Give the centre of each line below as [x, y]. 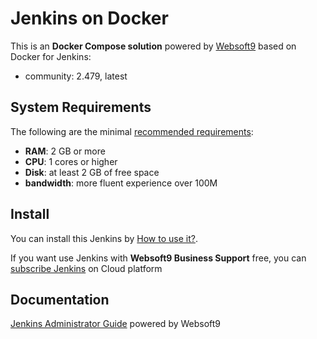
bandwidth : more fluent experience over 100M [121, 183]
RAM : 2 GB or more [65, 151]
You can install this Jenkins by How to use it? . [104, 238]
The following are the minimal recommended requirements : [132, 131]
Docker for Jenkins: [51, 56]
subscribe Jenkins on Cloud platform [86, 268]
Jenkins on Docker [89, 18]
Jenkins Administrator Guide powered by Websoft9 [116, 324]
